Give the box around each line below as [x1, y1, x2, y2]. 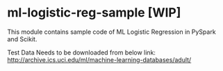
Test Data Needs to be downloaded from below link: [7, 48, 156, 57]
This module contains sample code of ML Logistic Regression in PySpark [7, 28, 217, 36]
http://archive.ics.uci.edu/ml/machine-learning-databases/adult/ [7, 55, 192, 63]
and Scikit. [7, 34, 38, 43]
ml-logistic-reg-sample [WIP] [7, 5, 181, 21]
